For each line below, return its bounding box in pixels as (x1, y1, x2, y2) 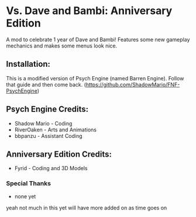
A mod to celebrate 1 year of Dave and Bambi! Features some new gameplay (6, 36, 190, 43)
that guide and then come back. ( (6, 81, 87, 88)
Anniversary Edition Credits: (6, 149, 112, 159)
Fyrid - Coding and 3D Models (14, 165, 88, 172)
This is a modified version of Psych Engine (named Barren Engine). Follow (6, 74, 184, 82)
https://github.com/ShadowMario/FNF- (85, 81, 180, 88)
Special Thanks (6, 179, 51, 188)
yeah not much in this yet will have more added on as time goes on (6, 204, 167, 211)
